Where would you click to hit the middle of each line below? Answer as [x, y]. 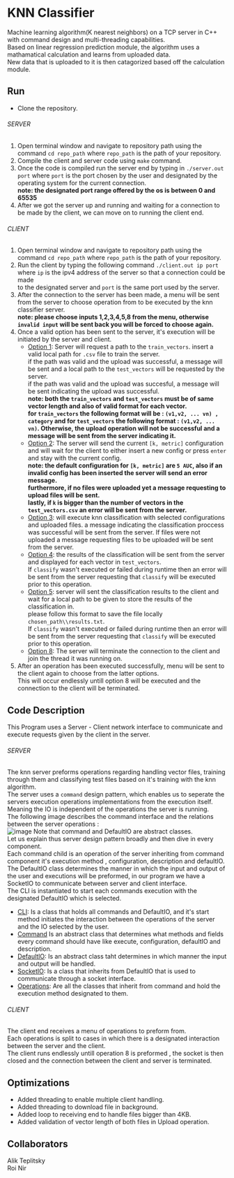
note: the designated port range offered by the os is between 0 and [116, 190]
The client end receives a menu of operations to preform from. [97, 1031]
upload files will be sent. [64, 495]
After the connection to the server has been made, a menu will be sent [118, 295]
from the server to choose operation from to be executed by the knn [115, 303]
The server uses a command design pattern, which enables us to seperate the [116, 794]
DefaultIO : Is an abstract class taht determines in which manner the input [122, 957]
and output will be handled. [56, 964]
